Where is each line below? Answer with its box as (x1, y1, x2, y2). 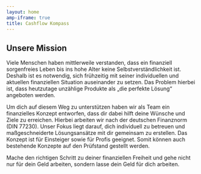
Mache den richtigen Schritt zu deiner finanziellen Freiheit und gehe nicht (6, 154, 191, 162)
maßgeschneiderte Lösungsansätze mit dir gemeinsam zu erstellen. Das (6, 129, 188, 137)
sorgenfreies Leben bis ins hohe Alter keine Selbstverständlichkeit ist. (6, 65, 182, 73)
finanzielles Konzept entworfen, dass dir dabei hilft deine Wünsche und (6, 110, 186, 117)
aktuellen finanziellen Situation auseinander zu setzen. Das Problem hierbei (6, 79, 196, 86)
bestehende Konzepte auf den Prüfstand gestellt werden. (6, 142, 150, 150)
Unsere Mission (6, 43, 67, 53)
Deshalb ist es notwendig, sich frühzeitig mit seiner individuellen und (6, 72, 179, 79)
